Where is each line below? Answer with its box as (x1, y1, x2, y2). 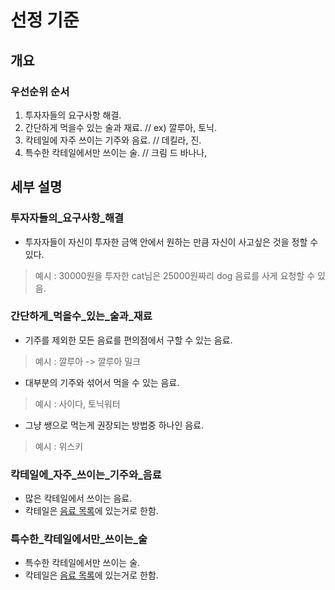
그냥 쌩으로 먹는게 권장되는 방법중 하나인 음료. (24, 419, 205, 431)
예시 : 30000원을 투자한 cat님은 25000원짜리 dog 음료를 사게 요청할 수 (34, 269, 316, 281)
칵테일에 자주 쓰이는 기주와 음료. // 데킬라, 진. (24, 134, 202, 146)
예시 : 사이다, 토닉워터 (34, 397, 121, 410)
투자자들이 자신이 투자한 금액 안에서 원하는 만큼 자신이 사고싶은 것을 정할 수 (24, 236, 319, 248)
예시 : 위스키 (34, 440, 84, 452)
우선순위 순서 (10, 84, 70, 98)
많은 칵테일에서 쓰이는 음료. (24, 492, 133, 505)
